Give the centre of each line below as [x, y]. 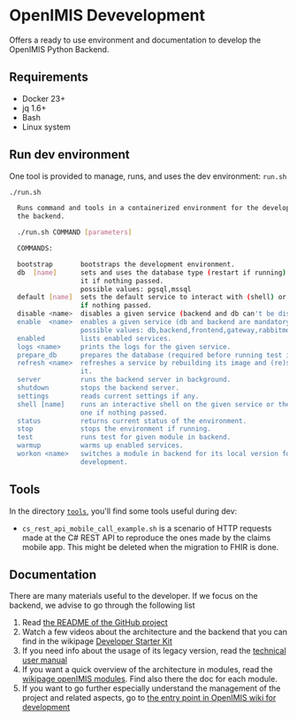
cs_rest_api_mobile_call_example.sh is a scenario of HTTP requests [147, 528]
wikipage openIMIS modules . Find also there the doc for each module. [150, 679]
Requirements [49, 78]
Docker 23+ [44, 98]
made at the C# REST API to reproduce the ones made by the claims [146, 538]
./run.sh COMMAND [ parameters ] [75, 233]
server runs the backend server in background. [124, 380]
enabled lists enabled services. [95, 338]
